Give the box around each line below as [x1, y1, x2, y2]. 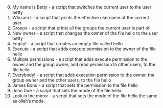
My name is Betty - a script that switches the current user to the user [12, 4, 152, 10]
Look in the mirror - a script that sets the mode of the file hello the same [12, 93, 158, 99]
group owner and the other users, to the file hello [12, 77, 111, 83]
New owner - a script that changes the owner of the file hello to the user [12, 30, 158, 36]
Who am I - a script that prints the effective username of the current [12, 15, 149, 20]
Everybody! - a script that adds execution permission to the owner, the [12, 72, 155, 78]
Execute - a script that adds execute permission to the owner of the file [12, 46, 156, 52]
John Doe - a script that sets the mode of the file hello [12, 88, 121, 93]
